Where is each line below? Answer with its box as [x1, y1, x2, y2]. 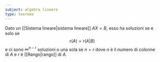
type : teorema [5, 12, 34, 17]
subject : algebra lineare [5, 7, 58, 12]
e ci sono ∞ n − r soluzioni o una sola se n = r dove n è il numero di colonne [5, 45, 156, 52]
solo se [5, 30, 20, 36]
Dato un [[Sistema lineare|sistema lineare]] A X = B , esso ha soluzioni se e [5, 25, 154, 31]
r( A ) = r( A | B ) [69, 38, 95, 44]
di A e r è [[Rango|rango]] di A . [5, 52, 67, 58]
